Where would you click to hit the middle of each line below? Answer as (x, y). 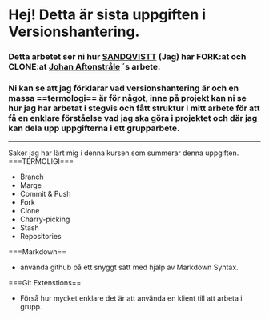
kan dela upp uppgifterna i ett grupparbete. (94, 128)
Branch (32, 177)
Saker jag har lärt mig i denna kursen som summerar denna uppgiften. (124, 153)
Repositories (40, 237)
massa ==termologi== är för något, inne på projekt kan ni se (127, 98)
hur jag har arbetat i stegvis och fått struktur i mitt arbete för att (134, 108)
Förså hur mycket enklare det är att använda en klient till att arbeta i (131, 298)
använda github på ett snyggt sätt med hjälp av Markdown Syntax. (129, 267)
